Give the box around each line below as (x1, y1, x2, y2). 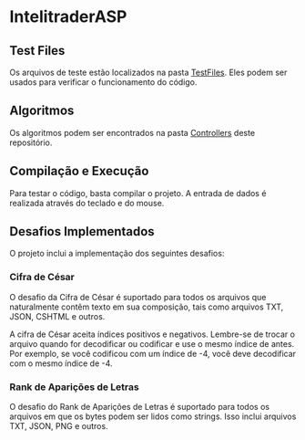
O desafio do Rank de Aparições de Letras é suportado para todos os (9, 402, 270, 413)
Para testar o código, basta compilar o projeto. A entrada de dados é (9, 187, 267, 198)
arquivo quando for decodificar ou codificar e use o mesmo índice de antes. (9, 338, 295, 349)
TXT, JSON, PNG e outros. (9, 421, 108, 432)
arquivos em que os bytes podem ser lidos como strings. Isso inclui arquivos (9, 411, 297, 422)
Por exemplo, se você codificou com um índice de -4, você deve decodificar (9, 348, 297, 359)
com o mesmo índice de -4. (9, 358, 113, 369)
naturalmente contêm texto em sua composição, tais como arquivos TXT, (9, 301, 284, 312)
